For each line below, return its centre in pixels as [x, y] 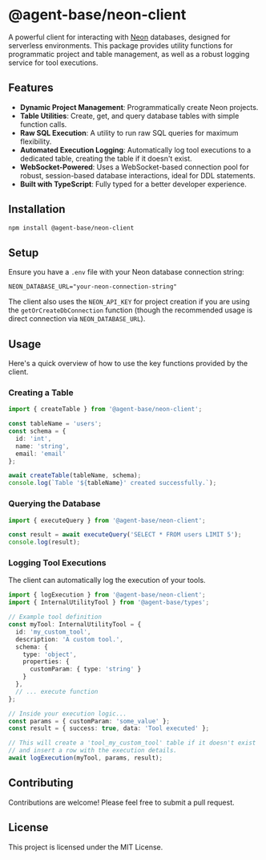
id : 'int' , [34, 438]
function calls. [43, 124]
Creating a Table [41, 393]
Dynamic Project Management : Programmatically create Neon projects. [139, 107]
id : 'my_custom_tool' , [53, 632]
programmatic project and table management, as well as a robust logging [129, 54]
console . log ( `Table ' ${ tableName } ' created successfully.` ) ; [113, 483]
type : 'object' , [50, 654]
